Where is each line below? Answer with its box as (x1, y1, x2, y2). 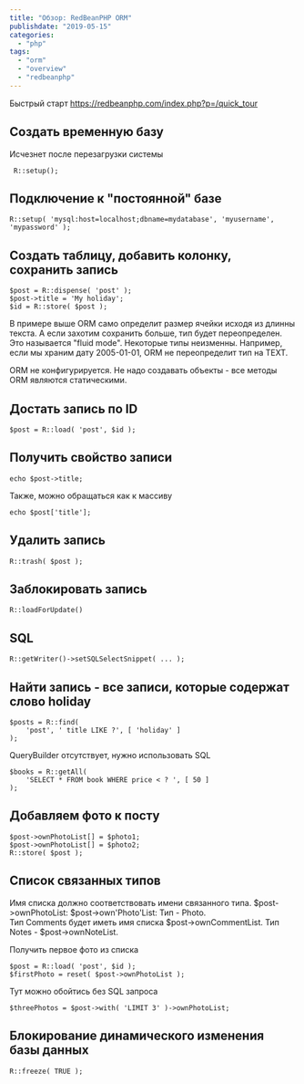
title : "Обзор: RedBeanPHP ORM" (9, 13, 132, 23)
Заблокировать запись (9, 581, 147, 598)
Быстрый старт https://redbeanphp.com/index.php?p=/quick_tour (9, 98, 258, 109)
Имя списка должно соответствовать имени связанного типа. (9, 897, 252, 908)
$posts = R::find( (9, 718, 79, 727)
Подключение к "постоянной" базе (9, 191, 222, 206)
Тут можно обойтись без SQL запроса (9, 985, 158, 996)
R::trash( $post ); (9, 557, 84, 566)
